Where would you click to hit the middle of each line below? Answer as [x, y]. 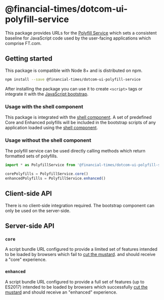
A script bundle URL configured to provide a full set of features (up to [75, 281]
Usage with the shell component [44, 107]
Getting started [29, 59]
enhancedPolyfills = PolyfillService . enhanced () [55, 178]
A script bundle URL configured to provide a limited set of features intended [81, 249]
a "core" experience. [26, 259]
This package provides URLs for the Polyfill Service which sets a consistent [81, 33]
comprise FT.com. [23, 43]
